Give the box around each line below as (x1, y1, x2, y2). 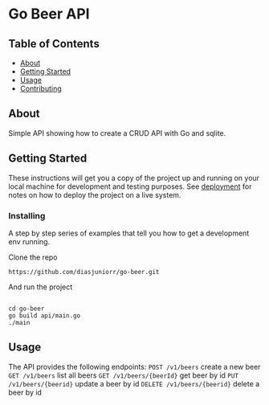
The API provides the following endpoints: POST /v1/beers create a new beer (8, 362, 261, 371)
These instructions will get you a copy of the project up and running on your (8, 173, 259, 182)
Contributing (19, 84, 62, 93)
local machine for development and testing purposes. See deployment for (8, 182, 252, 191)
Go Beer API (8, 5, 90, 23)
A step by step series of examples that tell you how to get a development (8, 228, 250, 238)
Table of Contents (8, 37, 100, 51)
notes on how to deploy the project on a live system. (8, 190, 181, 199)
